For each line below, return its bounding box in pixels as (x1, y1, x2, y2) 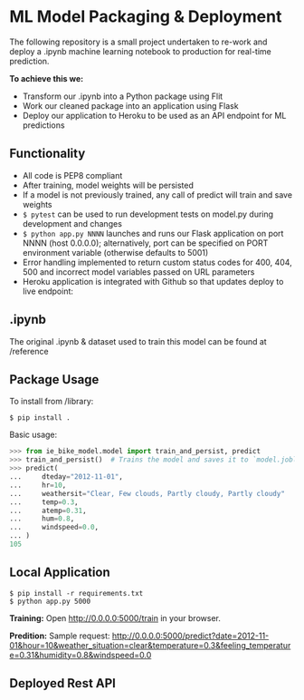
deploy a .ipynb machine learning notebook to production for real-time (9, 45, 271, 56)
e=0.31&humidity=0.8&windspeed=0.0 (9, 649, 152, 660)
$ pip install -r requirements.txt (9, 588, 144, 598)
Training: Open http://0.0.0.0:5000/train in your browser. (9, 612, 222, 623)
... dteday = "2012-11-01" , (9, 472, 124, 481)
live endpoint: (22, 286, 74, 297)
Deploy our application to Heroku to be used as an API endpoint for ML (22, 110, 287, 121)
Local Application (9, 565, 110, 580)
